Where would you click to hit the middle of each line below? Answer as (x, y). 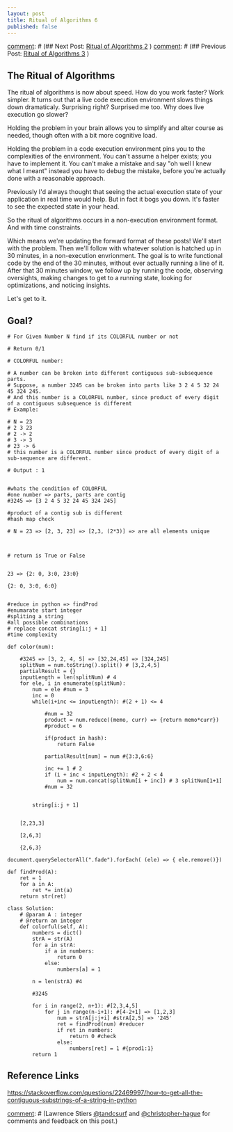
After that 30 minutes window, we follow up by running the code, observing (115, 270)
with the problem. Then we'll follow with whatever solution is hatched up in (114, 248)
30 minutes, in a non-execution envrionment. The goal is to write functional (115, 256)
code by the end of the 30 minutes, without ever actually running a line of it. (116, 263)
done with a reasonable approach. (56, 179)
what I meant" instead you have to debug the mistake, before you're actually (116, 171)
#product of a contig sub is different (65, 513)
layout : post (26, 14)
